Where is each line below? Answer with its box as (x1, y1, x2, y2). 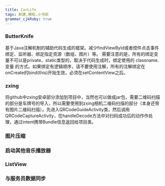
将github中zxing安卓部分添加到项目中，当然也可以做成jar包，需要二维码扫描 (5, 94, 160, 100)
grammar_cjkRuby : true (5, 16, 52, 21)
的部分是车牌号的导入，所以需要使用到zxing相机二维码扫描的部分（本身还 (5, 100, 155, 106)
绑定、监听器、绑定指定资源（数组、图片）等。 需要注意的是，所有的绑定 (5, 51, 154, 57)
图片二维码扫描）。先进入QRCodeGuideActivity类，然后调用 (9, 106, 130, 112)
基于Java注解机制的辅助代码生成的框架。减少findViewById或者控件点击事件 (5, 45, 160, 51)
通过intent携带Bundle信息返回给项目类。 (13, 119, 96, 124)
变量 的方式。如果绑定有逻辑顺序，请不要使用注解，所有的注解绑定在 (5, 63, 145, 69)
